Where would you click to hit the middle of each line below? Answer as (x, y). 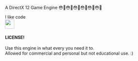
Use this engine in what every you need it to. (50, 48)
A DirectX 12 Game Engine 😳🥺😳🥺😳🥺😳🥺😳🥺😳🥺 (53, 8)
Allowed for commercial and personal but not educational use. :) (69, 53)
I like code (15, 17)
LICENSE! (15, 37)
